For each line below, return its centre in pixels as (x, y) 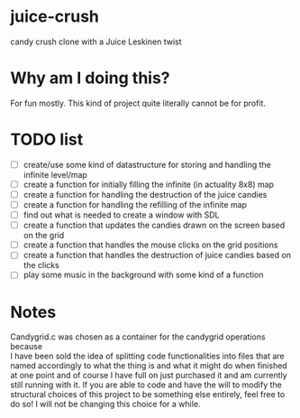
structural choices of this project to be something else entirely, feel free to (148, 395)
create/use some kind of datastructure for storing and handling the (147, 164)
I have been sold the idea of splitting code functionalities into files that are (147, 356)
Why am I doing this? (90, 78)
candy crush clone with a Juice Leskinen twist (96, 42)
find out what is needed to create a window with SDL (121, 215)
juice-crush (55, 17)
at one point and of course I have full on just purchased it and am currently (149, 376)
